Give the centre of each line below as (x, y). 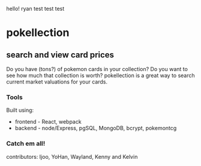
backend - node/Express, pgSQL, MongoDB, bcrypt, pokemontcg (96, 128)
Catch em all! (26, 144)
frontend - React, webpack (48, 122)
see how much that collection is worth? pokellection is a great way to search (100, 75)
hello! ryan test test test (35, 9)
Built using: (20, 110)
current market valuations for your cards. (57, 82)
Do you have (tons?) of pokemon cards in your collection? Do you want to (97, 69)
